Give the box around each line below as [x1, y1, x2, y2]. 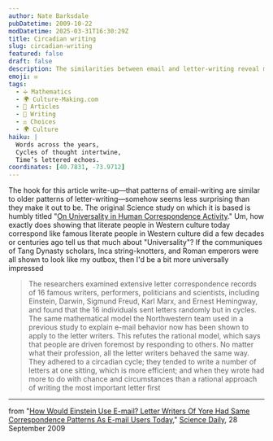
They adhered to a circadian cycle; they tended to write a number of [28, 357, 257, 367]
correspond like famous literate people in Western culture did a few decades [8, 229, 265, 238]
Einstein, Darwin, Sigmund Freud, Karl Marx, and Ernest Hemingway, [28, 296, 258, 306]
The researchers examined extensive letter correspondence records [28, 279, 258, 289]
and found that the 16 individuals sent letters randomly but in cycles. [28, 305, 258, 315]
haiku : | [8, 133, 38, 141]
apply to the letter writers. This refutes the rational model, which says [28, 331, 262, 341]
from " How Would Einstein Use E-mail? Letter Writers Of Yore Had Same [8, 406, 250, 416]
